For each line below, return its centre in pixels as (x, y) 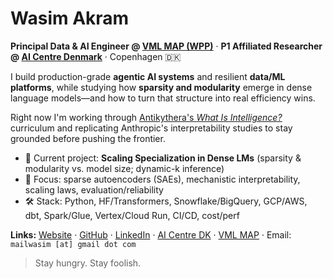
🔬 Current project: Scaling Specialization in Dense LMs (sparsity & (163, 158)
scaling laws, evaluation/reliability (94, 189)
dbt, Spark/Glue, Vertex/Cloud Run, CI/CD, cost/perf (132, 215)
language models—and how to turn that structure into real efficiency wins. (163, 98)
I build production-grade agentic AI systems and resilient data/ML (148, 76)
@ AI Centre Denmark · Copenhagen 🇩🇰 (96, 56)
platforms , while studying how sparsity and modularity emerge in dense (161, 87)
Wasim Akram (70, 18)
